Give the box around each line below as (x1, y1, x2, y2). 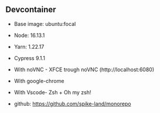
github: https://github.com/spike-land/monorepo (13, 100, 131, 107)
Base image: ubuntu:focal (13, 20, 76, 27)
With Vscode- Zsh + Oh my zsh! (13, 88, 91, 96)
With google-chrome (13, 77, 64, 84)
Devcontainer (5, 5, 56, 15)
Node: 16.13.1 (13, 32, 45, 39)
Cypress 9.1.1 (13, 54, 45, 61)
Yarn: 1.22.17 (13, 43, 45, 50)
